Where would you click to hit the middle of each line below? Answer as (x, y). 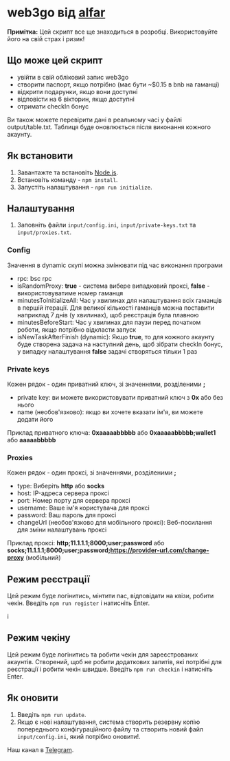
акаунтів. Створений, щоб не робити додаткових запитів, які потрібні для (114, 661)
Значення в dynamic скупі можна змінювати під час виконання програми (115, 265)
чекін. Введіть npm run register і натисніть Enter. (78, 603)
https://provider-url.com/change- (160, 550)
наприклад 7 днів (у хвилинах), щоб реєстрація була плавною (108, 315)
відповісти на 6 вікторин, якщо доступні (76, 99)
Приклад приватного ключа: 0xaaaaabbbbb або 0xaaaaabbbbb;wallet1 (112, 432)
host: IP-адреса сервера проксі (63, 493)
